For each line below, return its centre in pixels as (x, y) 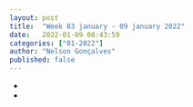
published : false (42, 60)
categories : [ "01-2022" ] (56, 43)
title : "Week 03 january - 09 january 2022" (97, 26)
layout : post (34, 18)
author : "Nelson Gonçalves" (63, 52)
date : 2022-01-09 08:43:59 (65, 34)
